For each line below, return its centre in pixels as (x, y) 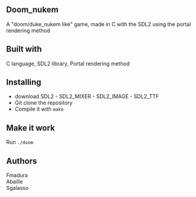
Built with (24, 49)
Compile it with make (39, 109)
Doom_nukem (32, 10)
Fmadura (17, 176)
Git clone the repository (44, 103)
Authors (22, 161)
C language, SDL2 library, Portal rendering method (68, 63)
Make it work (31, 128)
